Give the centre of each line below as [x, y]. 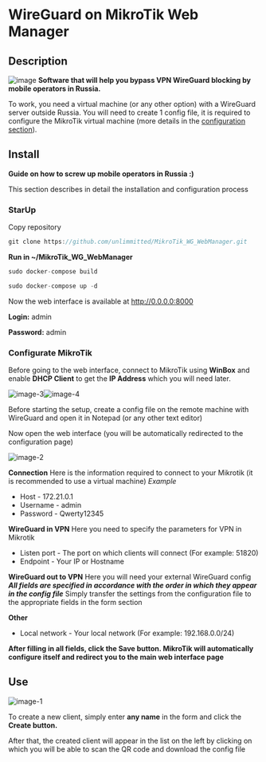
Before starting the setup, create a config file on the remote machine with [129, 410]
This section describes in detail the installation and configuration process [128, 189]
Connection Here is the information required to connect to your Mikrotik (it [131, 473]
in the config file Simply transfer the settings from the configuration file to [130, 594]
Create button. [33, 725]
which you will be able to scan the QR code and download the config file [127, 749]
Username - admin [51, 505]
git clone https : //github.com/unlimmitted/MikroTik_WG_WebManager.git [128, 242]
